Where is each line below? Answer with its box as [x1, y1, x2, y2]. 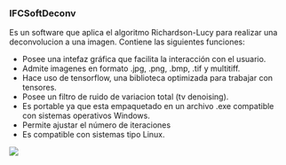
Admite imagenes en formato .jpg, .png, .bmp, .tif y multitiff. [21, 63, 241, 74]
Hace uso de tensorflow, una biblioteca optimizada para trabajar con [21, 73, 274, 83]
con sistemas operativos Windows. [21, 110, 151, 122]
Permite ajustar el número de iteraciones [21, 120, 171, 130]
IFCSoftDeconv [9, 7, 76, 20]
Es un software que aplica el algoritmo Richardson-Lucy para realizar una [9, 27, 278, 38]
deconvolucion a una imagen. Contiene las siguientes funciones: [9, 36, 246, 47]
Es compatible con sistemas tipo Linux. [21, 130, 166, 140]
